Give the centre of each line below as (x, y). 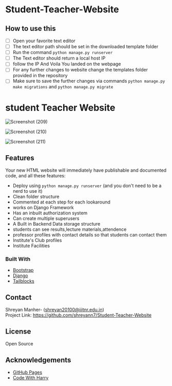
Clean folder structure (36, 197)
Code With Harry (31, 378)
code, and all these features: (35, 176)
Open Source (19, 344)
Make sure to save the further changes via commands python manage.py (89, 81)
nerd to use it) (27, 191)
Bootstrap (23, 270)
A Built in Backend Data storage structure (56, 224)
